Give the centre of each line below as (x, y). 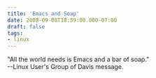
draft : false (26, 26)
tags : (15, 33)
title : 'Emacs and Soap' (43, 14)
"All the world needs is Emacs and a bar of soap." (78, 59)
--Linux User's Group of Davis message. (65, 67)
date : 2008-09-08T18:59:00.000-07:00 (62, 20)
